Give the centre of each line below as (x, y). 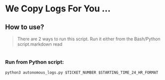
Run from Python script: (35, 62)
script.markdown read (40, 44)
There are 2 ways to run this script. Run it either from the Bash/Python (89, 39)
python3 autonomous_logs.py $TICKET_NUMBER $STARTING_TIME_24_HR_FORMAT (82, 73)
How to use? (25, 27)
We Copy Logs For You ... (58, 9)
